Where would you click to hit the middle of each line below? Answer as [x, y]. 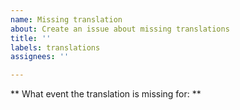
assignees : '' [40, 57]
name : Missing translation [66, 19]
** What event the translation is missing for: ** [106, 94]
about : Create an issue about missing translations [120, 29]
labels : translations [55, 47]
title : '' [31, 38]
